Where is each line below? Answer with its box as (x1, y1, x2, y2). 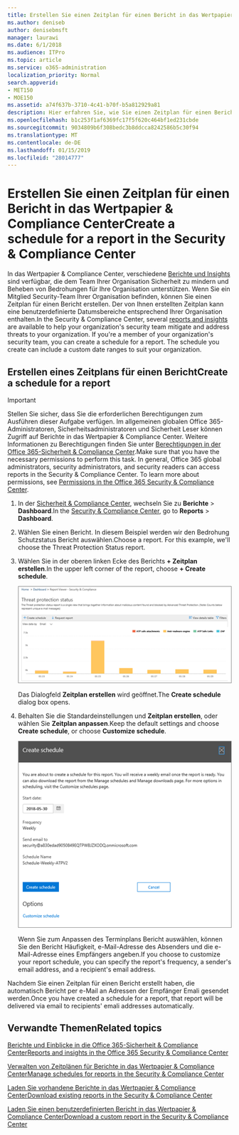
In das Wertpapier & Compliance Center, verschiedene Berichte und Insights (7, 270, 230, 278)
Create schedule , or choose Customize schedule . (17, 727, 167, 736)
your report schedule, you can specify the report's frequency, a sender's (17, 957, 232, 966)
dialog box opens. (17, 698, 70, 707)
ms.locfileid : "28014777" (7, 154, 84, 162)
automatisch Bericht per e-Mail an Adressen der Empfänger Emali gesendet (7, 986, 229, 995)
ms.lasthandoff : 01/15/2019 (7, 147, 91, 154)
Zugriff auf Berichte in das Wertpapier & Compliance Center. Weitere (7, 433, 208, 440)
